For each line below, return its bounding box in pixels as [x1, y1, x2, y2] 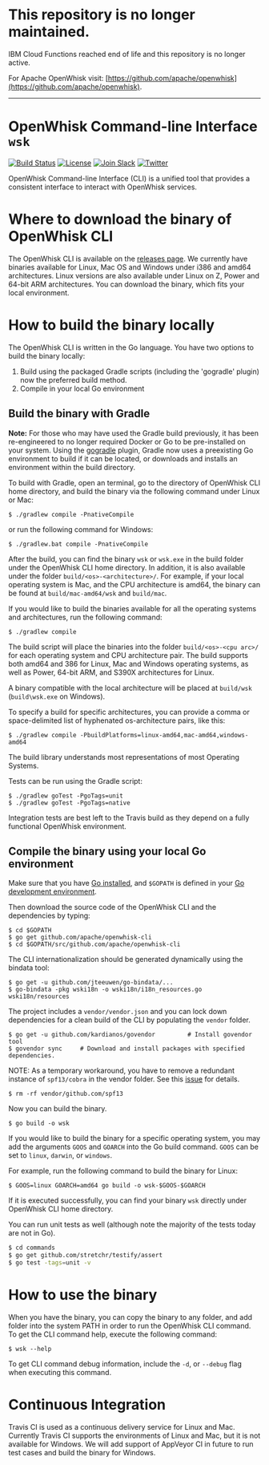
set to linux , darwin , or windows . [8, 1150, 113, 1160]
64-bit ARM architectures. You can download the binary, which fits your [8, 279, 245, 289]
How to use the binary [8, 1286, 158, 1305]
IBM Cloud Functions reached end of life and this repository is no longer [8, 49, 246, 59]
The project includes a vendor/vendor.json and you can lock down [8, 1007, 227, 1017]
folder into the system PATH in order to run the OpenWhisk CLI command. [8, 1321, 251, 1330]
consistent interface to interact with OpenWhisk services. [8, 182, 198, 192]
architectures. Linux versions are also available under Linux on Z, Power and [8, 270, 260, 280]
